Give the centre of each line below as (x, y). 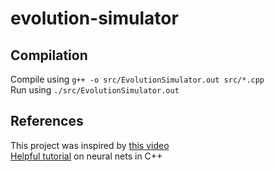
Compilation (49, 55)
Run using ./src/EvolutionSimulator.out (95, 90)
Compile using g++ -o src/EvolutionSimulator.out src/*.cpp (137, 79)
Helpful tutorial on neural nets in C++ (86, 156)
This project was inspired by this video (90, 145)
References (47, 121)
